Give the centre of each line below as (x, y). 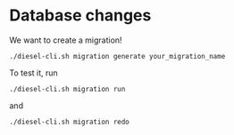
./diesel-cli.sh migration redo (69, 122)
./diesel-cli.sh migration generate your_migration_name (117, 56)
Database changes (80, 16)
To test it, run (33, 73)
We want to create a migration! (66, 40)
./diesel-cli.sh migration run (67, 89)
